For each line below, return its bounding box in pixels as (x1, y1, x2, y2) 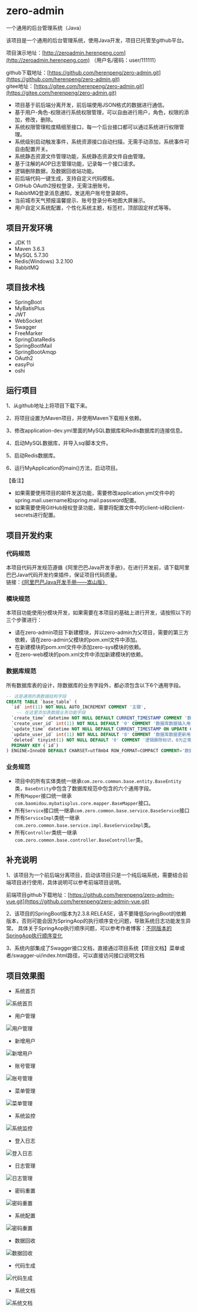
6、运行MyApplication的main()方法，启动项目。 (6, 465, 121, 472)
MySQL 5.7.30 (14, 251, 49, 258)
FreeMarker (14, 329, 43, 337)
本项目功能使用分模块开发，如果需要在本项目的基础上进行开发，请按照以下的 (6, 609, 191, 616)
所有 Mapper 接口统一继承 (14, 792, 72, 799)
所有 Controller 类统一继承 (14, 829, 77, 836)
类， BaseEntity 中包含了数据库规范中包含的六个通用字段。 (14, 785, 154, 792)
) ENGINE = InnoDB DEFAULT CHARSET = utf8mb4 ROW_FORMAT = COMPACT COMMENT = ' (6, 748, 185, 754)
